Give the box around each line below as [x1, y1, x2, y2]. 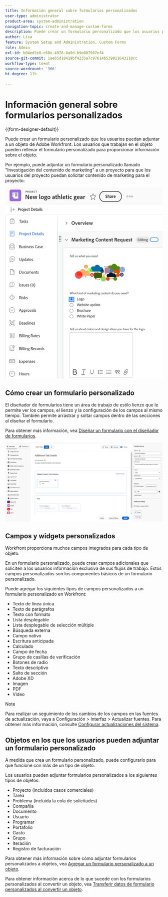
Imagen [12, 681, 28, 687]
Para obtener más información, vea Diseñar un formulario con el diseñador [5, 427, 159, 433]
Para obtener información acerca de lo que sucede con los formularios [5, 876, 151, 882]
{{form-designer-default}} [5, 126, 59, 132]
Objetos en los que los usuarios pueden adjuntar [5, 736, 159, 744]
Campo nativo [12, 633, 41, 639]
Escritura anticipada [12, 638, 54, 644]
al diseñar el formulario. [5, 417, 54, 423]
